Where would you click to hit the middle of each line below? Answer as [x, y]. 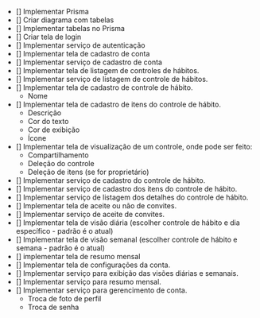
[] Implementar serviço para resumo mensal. [88, 282]
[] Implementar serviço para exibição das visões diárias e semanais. [127, 273]
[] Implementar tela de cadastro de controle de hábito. [104, 87]
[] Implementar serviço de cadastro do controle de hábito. [111, 180]
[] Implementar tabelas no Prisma [70, 28]
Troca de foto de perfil [64, 299]
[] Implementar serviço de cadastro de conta [89, 62]
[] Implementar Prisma [52, 12]
